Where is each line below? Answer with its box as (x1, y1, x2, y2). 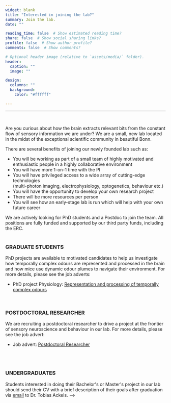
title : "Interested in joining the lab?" (5, 12, 95, 17)
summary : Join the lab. (5, 17, 56, 22)
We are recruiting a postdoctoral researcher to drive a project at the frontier (5, 321, 164, 327)
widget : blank (5, 7, 36, 13)
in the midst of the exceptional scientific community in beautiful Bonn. (5, 136, 152, 142)
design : (5, 78, 22, 83)
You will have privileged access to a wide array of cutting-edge (12, 172, 146, 178)
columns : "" (10, 83, 36, 88)
